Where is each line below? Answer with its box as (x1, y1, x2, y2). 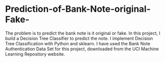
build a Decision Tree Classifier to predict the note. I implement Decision (5, 35, 153, 41)
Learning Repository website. (5, 51, 66, 57)
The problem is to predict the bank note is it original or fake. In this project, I (5, 30, 161, 36)
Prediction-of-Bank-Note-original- (5, 3, 151, 15)
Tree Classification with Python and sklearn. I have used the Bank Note (5, 40, 151, 46)
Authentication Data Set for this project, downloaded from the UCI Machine (5, 46, 159, 52)
